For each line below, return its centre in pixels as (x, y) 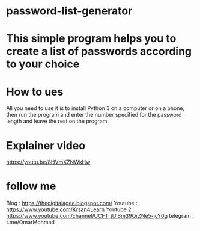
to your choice (43, 64)
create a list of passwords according (99, 51)
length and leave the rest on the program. (58, 121)
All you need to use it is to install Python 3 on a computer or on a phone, (95, 108)
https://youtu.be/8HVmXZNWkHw (48, 162)
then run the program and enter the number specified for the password (94, 115)
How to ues (35, 92)
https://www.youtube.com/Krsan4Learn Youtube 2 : (70, 209)
